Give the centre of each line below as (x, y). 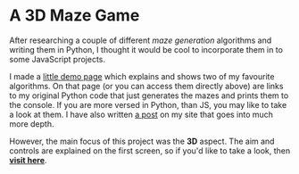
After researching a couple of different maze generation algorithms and (141, 40)
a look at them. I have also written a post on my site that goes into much (141, 114)
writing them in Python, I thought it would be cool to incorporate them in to (146, 49)
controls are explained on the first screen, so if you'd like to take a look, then (150, 150)
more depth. (32, 124)
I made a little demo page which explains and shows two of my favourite (142, 76)
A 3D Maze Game (75, 16)
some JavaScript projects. (57, 59)
